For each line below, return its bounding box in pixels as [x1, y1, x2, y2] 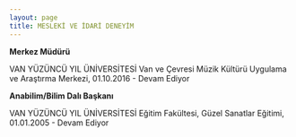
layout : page [9, 13, 58, 22]
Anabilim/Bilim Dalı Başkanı [9, 90, 114, 101]
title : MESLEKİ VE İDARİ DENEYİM [9, 21, 135, 30]
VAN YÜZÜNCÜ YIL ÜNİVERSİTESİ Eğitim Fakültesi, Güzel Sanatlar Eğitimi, [9, 107, 284, 118]
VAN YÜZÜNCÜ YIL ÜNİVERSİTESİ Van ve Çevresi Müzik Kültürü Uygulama [9, 64, 287, 74]
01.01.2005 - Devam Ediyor [9, 117, 109, 128]
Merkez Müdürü [9, 46, 71, 56]
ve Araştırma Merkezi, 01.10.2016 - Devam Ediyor [9, 73, 190, 83]
